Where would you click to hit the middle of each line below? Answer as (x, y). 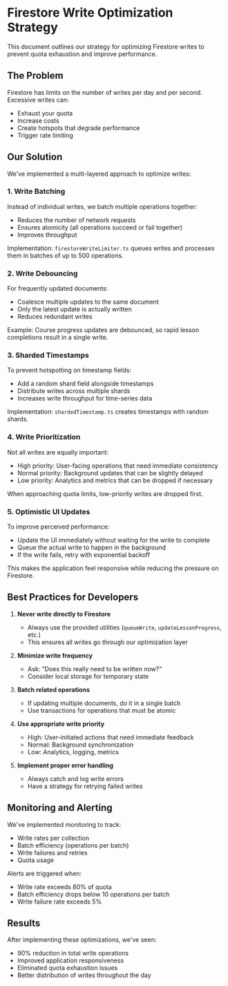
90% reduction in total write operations (73, 953)
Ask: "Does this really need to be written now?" (95, 668)
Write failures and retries (52, 852)
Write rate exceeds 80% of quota (64, 886)
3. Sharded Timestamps (48, 356)
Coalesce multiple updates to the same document (88, 302)
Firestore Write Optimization (90, 13)
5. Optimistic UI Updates (49, 511)
